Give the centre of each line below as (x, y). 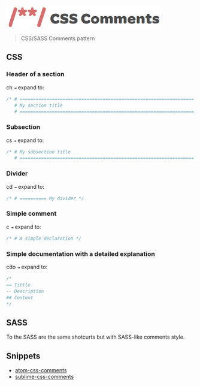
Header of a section (35, 74)
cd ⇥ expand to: (25, 186)
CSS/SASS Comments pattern (58, 38)
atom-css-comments (41, 370)
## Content (20, 298)
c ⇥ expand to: (24, 227)
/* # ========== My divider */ (45, 198)
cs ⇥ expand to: (25, 140)
